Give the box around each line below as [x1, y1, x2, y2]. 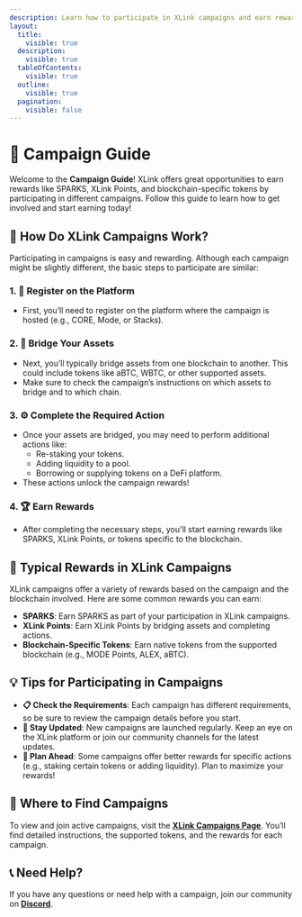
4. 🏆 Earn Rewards [9, 500, 94, 513]
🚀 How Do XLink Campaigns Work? [9, 229, 209, 244]
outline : [17, 80, 50, 89]
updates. [22, 740, 56, 752]
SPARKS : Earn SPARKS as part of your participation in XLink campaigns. [22, 611, 290, 622]
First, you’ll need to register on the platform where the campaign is [22, 305, 270, 316]
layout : [9, 22, 39, 31]
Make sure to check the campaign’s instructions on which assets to [22, 377, 271, 387]
